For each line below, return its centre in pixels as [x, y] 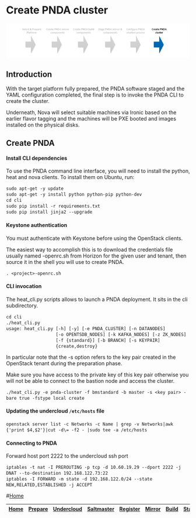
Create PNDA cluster [57, 10]
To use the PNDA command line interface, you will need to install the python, [98, 171]
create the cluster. [28, 101]
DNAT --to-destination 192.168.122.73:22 [57, 474]
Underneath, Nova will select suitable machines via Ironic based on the [91, 112]
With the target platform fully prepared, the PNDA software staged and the [95, 88]
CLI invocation [24, 286]
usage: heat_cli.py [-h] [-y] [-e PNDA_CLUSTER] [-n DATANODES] [86, 328]
